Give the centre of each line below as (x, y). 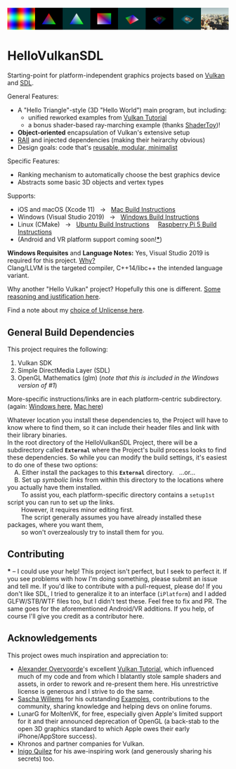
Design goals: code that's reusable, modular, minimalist (97, 148)
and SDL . (20, 83)
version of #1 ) (37, 385)
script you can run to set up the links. (61, 502)
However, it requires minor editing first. (77, 509)
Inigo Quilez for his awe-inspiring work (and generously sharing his (114, 751)
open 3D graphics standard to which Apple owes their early (104, 728)
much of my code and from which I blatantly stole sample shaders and (119, 676)
